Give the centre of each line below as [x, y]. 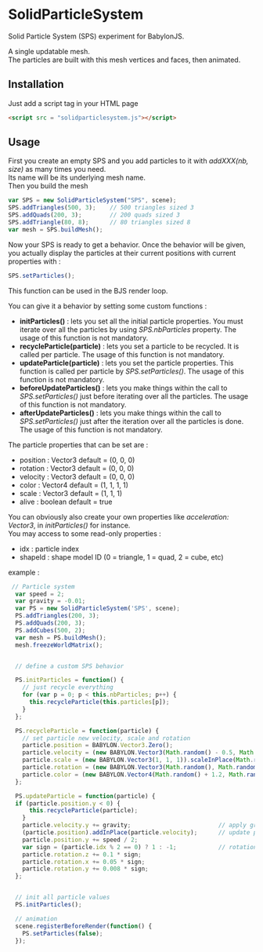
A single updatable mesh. [49, 51]
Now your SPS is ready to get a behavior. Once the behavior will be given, [127, 244]
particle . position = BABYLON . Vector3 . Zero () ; [98, 746]
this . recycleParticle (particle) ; [83, 811]
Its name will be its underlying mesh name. [77, 177]
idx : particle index [49, 549]
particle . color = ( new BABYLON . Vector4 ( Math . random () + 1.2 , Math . [135, 775]
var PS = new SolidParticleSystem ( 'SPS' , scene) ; [97, 609]
